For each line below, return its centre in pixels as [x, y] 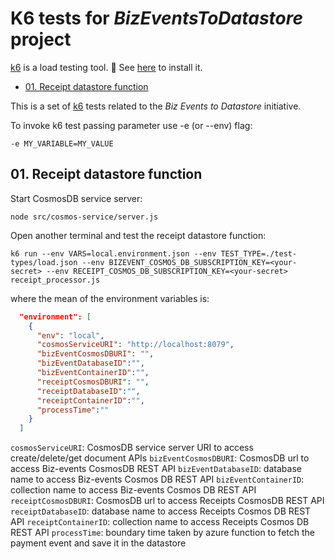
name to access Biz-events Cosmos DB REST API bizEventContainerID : [157, 479]
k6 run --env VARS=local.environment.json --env [113, 253]
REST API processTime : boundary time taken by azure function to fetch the [162, 533]
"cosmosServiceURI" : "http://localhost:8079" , [135, 345]
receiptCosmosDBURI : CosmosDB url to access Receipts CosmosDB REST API [167, 501]
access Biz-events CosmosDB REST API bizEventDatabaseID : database [156, 469]
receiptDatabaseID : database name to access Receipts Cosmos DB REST [161, 511]
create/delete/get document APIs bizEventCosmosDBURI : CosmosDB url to [160, 458]
